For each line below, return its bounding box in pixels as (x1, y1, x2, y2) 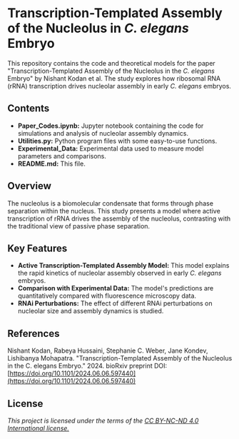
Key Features (7, 242, 68, 254)
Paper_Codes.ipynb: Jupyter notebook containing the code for (17, 121, 204, 130)
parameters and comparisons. (17, 151, 107, 160)
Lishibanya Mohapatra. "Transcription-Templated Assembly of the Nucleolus (7, 354, 233, 363)
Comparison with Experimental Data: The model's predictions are (17, 284, 214, 293)
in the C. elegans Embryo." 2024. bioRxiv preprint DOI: (7, 362, 168, 370)
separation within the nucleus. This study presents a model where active (7, 206, 221, 215)
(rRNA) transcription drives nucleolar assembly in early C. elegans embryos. (7, 81, 232, 90)
